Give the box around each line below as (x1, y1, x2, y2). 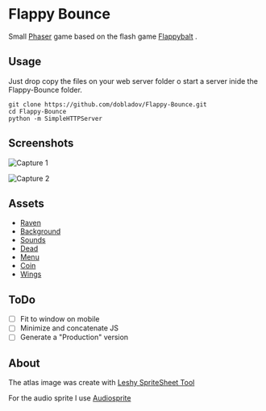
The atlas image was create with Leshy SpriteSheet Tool (8, 378, 195, 388)
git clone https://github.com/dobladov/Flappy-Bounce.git (8, 100, 207, 109)
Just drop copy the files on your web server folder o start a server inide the (8, 76, 258, 85)
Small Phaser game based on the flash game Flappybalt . (8, 31, 197, 41)
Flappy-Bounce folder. (8, 85, 83, 94)
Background (19, 226, 61, 236)
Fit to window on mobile (19, 314, 100, 324)
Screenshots (8, 136, 74, 150)
